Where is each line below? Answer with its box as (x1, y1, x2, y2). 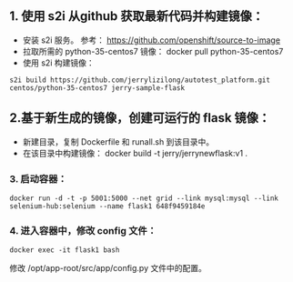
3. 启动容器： (9, 172, 67, 185)
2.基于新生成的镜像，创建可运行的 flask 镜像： (9, 110, 271, 126)
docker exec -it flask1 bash (9, 246, 120, 255)
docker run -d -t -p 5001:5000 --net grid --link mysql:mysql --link (9, 194, 279, 203)
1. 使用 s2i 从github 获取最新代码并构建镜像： (9, 8, 265, 25)
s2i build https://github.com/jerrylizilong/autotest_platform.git (9, 76, 271, 85)
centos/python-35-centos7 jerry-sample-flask (9, 83, 185, 93)
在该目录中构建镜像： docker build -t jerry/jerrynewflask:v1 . (22, 147, 248, 158)
